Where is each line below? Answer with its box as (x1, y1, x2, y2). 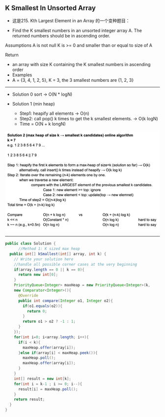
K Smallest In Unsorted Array (5, 4, 96, 12)
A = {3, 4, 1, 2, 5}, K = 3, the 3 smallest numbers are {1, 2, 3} (12, 77, 134, 83)
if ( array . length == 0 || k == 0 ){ (14, 267, 84, 272)
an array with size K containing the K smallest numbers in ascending (12, 61, 151, 67)
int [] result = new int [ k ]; (14, 376, 71, 381)
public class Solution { (5, 241, 56, 246)
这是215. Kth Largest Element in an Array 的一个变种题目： (12, 17, 130, 24)
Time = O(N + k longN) (19, 121, 66, 127)
